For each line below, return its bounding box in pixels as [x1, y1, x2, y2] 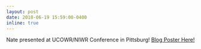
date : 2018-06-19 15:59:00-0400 [6, 14, 87, 20]
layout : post [6, 8, 39, 15]
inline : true [6, 20, 39, 26]
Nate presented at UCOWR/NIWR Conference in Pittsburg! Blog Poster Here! [6, 36, 195, 44]
